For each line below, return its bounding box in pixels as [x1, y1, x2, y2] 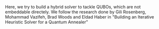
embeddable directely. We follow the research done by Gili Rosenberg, [5, 9, 146, 15]
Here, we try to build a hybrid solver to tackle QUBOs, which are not [5, 4, 141, 10]
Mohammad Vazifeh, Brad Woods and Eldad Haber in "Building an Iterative [5, 14, 154, 19]
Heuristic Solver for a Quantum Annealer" [5, 19, 88, 25]
